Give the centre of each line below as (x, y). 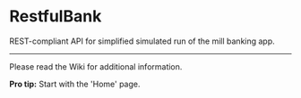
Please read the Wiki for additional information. (96, 66)
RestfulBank (56, 16)
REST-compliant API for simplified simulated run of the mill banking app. (142, 41)
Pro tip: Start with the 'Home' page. (75, 84)
